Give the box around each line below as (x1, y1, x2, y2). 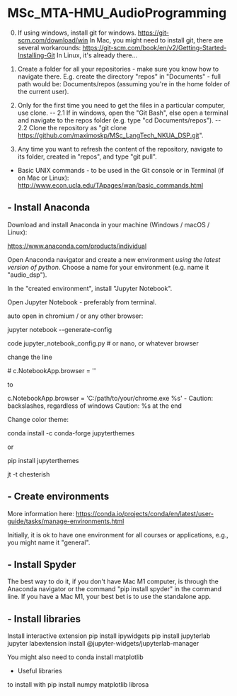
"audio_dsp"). (7, 270, 47, 279)
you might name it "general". (7, 538, 91, 547)
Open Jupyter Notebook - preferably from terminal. (7, 297, 157, 306)
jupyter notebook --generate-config (7, 325, 112, 333)
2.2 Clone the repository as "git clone (17, 123, 127, 132)
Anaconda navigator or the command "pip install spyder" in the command (7, 585, 221, 593)
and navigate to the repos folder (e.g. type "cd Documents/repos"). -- (17, 115, 221, 125)
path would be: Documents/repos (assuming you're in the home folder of (17, 79, 231, 88)
